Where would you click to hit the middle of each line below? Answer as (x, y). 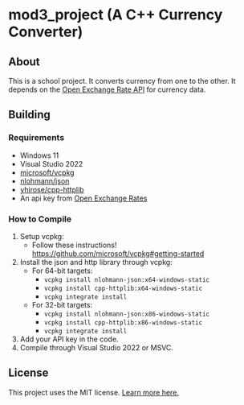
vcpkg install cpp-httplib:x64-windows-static (123, 288)
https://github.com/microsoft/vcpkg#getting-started (118, 253)
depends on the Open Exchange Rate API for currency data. (107, 89)
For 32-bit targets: (62, 304)
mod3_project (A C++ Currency (116, 15)
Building (29, 115)
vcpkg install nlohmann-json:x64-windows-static (127, 279)
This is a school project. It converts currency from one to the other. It (122, 81)
